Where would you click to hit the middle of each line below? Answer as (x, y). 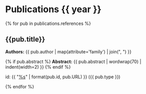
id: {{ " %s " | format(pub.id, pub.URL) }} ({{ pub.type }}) (63, 77)
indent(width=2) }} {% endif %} (38, 67)
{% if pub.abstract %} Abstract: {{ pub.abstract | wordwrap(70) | (73, 61)
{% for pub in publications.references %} (48, 23)
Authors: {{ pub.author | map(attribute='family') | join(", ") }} (68, 51)
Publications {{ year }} (53, 9)
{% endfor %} (20, 86)
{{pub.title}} (25, 39)
